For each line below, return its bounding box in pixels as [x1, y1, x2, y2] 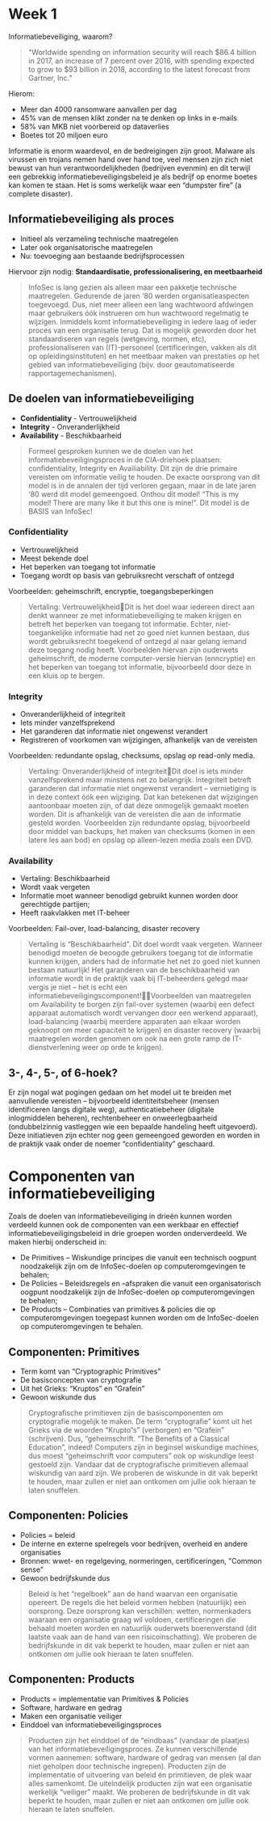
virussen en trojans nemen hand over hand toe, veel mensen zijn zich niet [8, 155, 253, 164]
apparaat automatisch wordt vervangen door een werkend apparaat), [27, 1008, 259, 1018]
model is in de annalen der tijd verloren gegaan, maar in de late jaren [27, 481, 256, 490]
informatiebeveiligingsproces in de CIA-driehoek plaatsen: [27, 455, 222, 464]
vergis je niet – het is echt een [27, 982, 127, 992]
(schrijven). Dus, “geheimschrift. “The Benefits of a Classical [27, 1434, 230, 1444]
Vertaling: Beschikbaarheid [19, 874, 110, 883]
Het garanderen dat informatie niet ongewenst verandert [19, 726, 208, 736]
